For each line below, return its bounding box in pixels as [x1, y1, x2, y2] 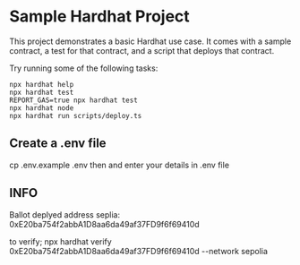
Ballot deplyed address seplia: [9, 209, 121, 220]
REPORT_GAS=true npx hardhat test [9, 96, 139, 105]
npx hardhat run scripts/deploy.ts [9, 111, 142, 120]
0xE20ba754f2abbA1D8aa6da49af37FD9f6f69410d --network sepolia [9, 245, 269, 256]
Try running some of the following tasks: [9, 63, 159, 73]
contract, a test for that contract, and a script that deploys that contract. [9, 45, 275, 56]
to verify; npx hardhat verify [9, 235, 112, 247]
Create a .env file [9, 136, 107, 151]
